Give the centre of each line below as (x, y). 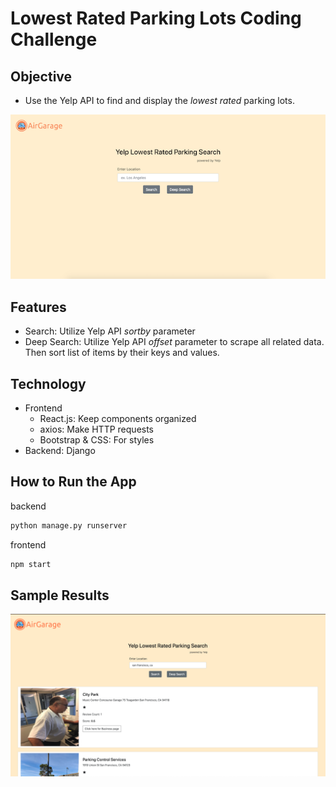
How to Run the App (73, 482)
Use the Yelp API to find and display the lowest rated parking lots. (159, 100)
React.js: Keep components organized (118, 418)
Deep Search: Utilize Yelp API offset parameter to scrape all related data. (174, 342)
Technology (48, 383)
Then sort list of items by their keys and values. (122, 353)
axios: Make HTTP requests (97, 429)
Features (38, 307)
